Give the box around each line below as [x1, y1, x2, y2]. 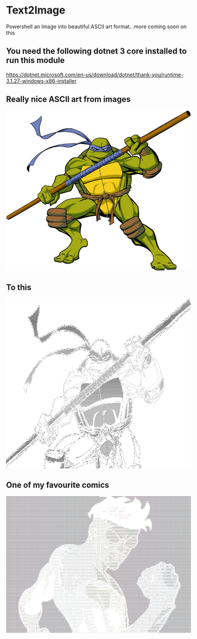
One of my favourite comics [6, 480, 110, 490]
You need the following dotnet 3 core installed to [6, 46, 187, 56]
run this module [6, 55, 65, 65]
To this [6, 282, 32, 292]
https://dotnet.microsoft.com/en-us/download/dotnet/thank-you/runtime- [6, 71, 184, 78]
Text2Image [6, 4, 66, 17]
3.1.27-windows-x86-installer [6, 77, 77, 84]
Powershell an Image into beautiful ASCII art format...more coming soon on [6, 23, 187, 30]
